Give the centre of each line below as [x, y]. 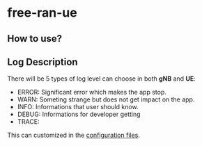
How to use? [35, 39]
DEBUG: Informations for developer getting [79, 114]
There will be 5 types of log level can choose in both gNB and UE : [102, 79]
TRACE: [28, 122]
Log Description [42, 62]
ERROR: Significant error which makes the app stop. [92, 92]
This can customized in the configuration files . [74, 135]
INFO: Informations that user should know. [78, 107]
